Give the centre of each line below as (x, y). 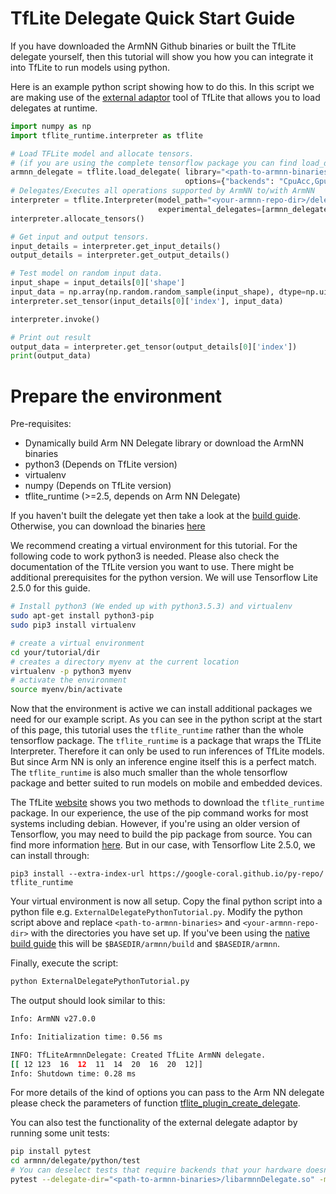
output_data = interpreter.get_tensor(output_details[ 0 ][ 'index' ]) (154, 347)
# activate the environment (69, 680)
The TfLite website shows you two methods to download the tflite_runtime (167, 803)
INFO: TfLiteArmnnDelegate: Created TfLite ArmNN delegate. (138, 1055)
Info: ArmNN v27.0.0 (53, 1019)
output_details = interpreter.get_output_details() (120, 255)
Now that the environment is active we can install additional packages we (161, 709)
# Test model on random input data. (86, 273)
